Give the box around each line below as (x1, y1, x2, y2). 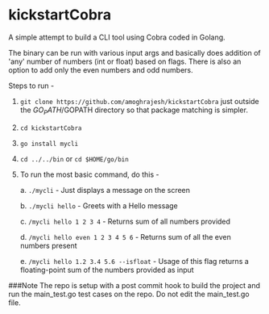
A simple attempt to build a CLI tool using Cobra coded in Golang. (8, 32, 226, 42)
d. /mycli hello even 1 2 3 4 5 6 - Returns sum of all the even (19, 232, 232, 241)
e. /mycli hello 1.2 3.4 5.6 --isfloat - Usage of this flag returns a (19, 256, 250, 266)
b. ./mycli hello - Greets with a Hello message (19, 200, 179, 211)
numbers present (19, 241, 78, 250)
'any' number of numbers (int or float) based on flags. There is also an (8, 57, 242, 66)
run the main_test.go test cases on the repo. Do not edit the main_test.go (8, 289, 250, 299)
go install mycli (19, 140, 79, 148)
